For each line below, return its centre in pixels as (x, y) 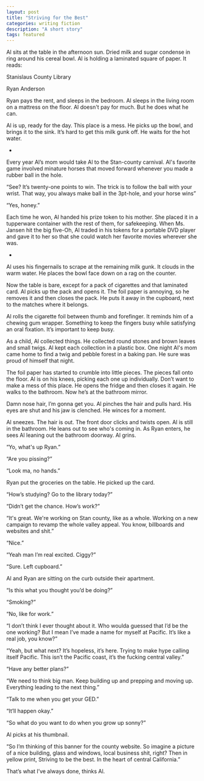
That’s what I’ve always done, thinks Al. (56, 771)
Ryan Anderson (26, 89)
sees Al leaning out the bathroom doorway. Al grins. (71, 435)
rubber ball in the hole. (35, 175)
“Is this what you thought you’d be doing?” (60, 590)
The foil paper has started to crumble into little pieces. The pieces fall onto (100, 373)
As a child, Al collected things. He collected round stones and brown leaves (101, 341)
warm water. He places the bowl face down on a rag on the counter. (91, 273)
